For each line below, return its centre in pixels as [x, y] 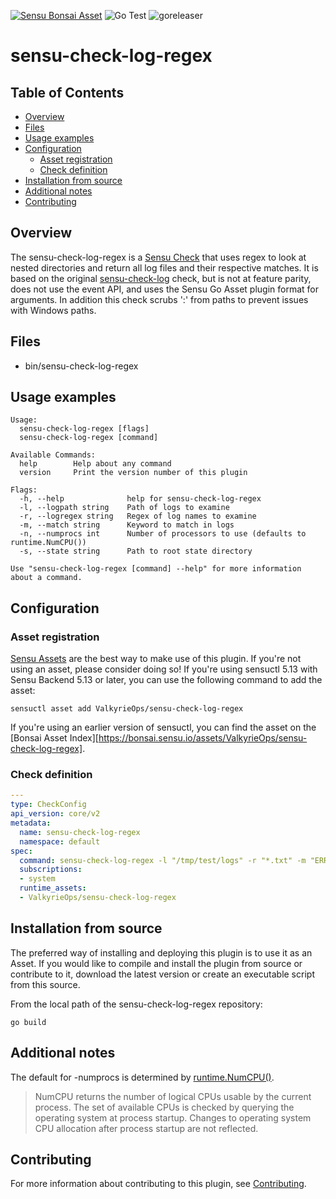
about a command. [46, 578]
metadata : [31, 823]
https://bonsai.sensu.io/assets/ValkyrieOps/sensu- [203, 738]
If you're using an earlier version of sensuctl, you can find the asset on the [163, 727]
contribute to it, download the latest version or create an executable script [162, 974]
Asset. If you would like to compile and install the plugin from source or [156, 963]
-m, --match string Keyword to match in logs [127, 525]
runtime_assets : [53, 888]
